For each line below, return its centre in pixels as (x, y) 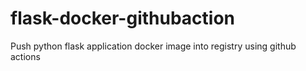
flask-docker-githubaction (123, 18)
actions (25, 56)
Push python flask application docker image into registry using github (153, 46)
